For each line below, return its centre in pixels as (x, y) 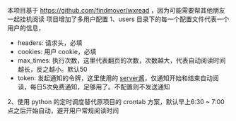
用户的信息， (26, 28)
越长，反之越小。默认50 (52, 69)
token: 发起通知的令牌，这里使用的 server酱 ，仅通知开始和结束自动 (115, 78)
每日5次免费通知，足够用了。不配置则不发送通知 (100, 87)
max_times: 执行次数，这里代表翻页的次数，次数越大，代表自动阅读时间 (122, 60)
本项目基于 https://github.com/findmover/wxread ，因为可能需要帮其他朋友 (117, 10)
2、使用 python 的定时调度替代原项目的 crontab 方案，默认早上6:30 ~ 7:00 (116, 102)
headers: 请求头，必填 (50, 43)
